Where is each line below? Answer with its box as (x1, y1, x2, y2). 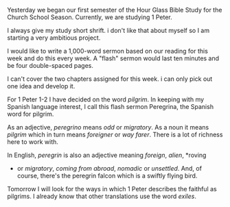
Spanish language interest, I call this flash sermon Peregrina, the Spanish (7, 103, 214, 110)
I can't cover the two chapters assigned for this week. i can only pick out (7, 75, 213, 83)
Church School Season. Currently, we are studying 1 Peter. (7, 13, 173, 21)
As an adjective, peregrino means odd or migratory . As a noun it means (7, 123, 209, 131)
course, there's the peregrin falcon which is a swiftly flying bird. (16, 171, 198, 180)
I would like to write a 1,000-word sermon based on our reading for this (7, 47, 208, 55)
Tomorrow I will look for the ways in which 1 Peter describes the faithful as (7, 185, 218, 193)
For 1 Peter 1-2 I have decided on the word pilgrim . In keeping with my (7, 95, 205, 103)
